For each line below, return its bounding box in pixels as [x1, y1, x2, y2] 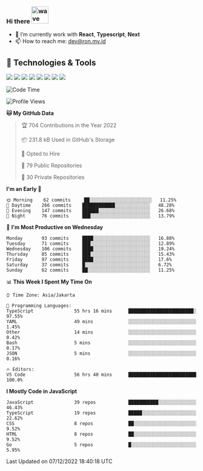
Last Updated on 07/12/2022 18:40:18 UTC [6, 458, 113, 465]
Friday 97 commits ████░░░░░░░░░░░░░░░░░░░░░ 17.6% [6, 256, 172, 263]
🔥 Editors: [6, 367, 35, 373]
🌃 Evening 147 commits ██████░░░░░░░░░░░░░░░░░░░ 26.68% [6, 208, 175, 214]
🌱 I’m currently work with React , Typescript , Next [15, 31, 141, 38]
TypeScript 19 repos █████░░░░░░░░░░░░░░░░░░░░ [6, 410, 197, 416]
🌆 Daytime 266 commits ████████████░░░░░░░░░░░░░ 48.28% [6, 202, 175, 209]
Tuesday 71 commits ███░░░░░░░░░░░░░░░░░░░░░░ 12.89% [6, 241, 175, 247]
